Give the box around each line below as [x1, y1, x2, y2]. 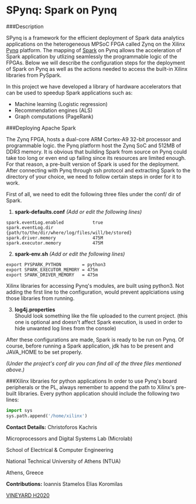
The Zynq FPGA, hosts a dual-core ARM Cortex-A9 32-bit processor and [6, 135, 181, 142]
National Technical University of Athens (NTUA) [6, 458, 121, 465]
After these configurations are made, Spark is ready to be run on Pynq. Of [6, 336, 184, 343]
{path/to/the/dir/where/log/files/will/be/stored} [6, 230, 132, 236]
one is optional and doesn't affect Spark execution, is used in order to [14, 318, 183, 325]
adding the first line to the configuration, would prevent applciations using [6, 288, 184, 295]
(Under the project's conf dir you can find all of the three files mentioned [6, 360, 181, 367]
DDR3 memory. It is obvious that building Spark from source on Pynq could [6, 148, 187, 155]
